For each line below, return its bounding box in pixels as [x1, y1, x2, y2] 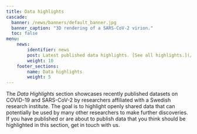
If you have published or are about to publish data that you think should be [6, 115, 186, 122]
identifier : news [27, 47, 69, 53]
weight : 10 [27, 58, 54, 63]
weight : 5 [27, 74, 51, 80]
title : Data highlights [6, 8, 64, 15]
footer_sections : [16, 63, 59, 69]
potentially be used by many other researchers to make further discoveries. [6, 109, 189, 116]
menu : [6, 36, 19, 42]
